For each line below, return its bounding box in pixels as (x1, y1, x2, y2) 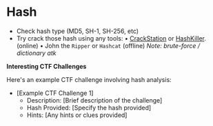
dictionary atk (16, 49, 57, 57)
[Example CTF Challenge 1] (16, 89, 94, 97)
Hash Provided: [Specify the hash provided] (26, 103, 152, 112)
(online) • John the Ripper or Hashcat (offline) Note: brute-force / (16, 41, 201, 50)
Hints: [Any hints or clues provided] (26, 111, 128, 119)
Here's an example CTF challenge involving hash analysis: (6, 75, 172, 83)
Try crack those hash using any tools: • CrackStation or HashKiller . (16, 34, 207, 42)
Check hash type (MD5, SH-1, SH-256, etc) (16, 27, 139, 35)
